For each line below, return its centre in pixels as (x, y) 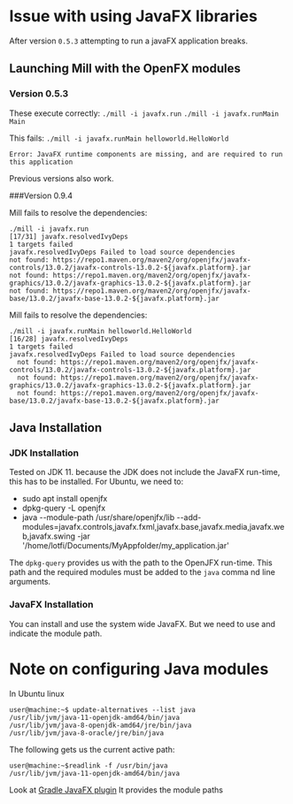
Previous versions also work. (62, 178)
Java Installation (56, 428)
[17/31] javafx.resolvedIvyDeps (69, 236)
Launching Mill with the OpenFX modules (125, 69)
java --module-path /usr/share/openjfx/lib (98, 517)
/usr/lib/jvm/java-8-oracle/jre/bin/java (87, 733)
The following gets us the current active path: (92, 749)
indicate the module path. (56, 633)
